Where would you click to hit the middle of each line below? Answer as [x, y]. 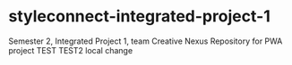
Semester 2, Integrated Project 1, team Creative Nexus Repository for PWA [146, 41]
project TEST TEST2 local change [71, 50]
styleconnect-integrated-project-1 [139, 16]
